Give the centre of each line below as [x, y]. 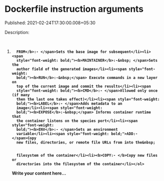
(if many [21, 95]
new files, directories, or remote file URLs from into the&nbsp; [86, 142]
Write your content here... [39, 173]
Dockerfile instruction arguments [74, 9]
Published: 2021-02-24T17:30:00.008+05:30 [50, 23]
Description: [17, 32]
